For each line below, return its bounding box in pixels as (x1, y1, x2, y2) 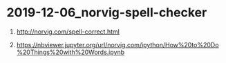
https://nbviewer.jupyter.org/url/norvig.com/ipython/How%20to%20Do (16, 40, 219, 49)
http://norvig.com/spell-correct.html (16, 27, 120, 36)
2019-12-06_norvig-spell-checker (6, 5, 207, 21)
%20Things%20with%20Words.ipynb (16, 48, 125, 56)
